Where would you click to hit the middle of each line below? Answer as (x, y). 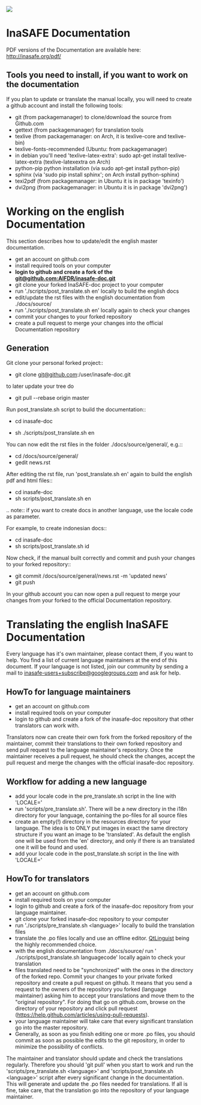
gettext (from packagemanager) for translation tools (79, 130)
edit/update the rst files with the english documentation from (90, 297)
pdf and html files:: (29, 480)
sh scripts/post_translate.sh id (52, 546)
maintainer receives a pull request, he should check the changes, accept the (100, 756)
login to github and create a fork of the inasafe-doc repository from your (104, 906)
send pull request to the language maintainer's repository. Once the (90, 750)
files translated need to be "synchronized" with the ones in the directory (104, 970)
